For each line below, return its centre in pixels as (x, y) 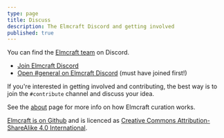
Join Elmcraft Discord (48, 66)
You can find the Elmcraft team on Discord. (68, 52)
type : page (23, 13)
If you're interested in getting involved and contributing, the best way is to (112, 86)
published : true (30, 33)
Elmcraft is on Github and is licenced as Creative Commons (92, 121)
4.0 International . (63, 128)
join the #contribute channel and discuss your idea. (81, 94)
